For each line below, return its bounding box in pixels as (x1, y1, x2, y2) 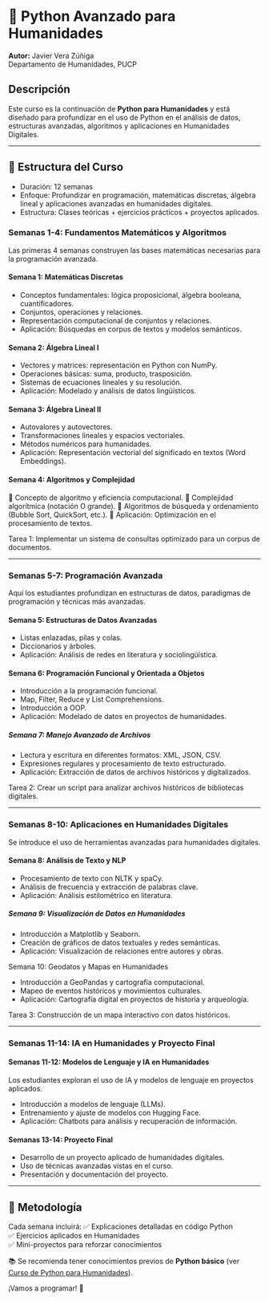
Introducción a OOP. (19, 703, 87, 713)
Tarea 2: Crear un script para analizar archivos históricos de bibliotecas (8, 783, 244, 793)
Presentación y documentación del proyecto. (19, 1169, 168, 1179)
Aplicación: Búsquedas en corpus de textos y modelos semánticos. (19, 324, 242, 334)
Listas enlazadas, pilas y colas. (19, 633, 122, 643)
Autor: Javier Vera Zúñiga (8, 51, 94, 60)
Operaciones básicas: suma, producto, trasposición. (19, 369, 192, 379)
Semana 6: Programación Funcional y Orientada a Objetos (8, 668, 205, 677)
